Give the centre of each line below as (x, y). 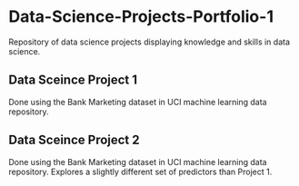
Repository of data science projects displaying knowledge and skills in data (149, 42)
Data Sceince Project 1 (73, 80)
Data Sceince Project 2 (74, 140)
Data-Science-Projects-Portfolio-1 (141, 17)
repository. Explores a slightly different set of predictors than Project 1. (140, 171)
